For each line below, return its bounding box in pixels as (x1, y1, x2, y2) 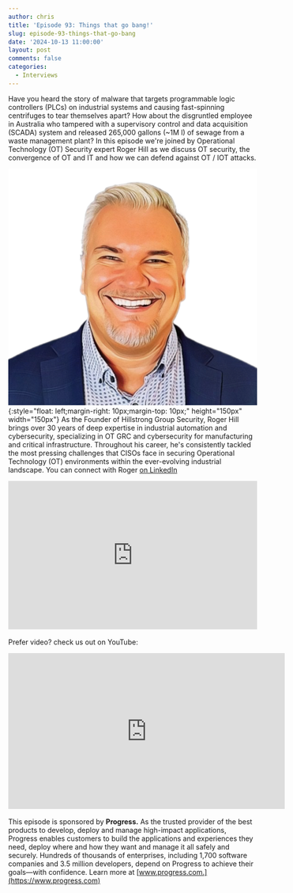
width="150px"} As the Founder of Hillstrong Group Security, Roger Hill (8, 415, 239, 424)
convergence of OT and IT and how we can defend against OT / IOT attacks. (8, 153, 257, 162)
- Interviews (15, 71, 58, 79)
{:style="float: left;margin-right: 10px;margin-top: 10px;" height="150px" (8, 406, 242, 416)
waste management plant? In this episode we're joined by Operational (8, 135, 235, 146)
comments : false (8, 55, 62, 63)
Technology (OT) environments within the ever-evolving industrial (8, 457, 222, 466)
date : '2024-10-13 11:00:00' (8, 38, 104, 46)
